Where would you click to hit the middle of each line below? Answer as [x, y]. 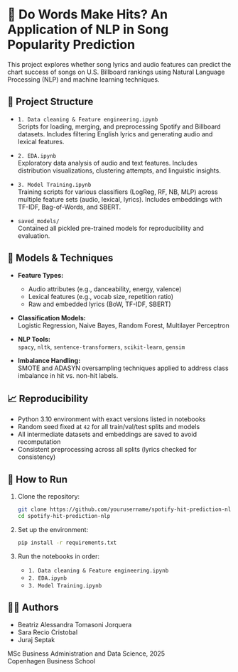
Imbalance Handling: [49, 360]
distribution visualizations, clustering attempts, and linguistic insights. [119, 170]
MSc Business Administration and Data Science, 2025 [86, 654]
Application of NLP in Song [88, 29]
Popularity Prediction [71, 45]
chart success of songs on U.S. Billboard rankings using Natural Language [116, 72]
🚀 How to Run [38, 479]
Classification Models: [52, 318]
